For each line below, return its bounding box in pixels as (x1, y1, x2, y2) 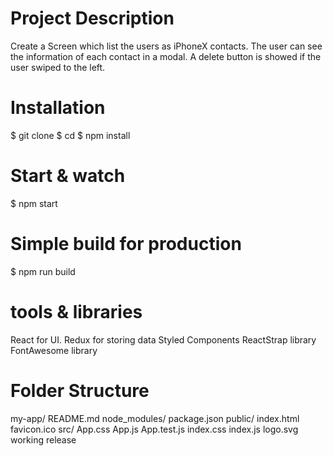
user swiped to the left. (10, 61, 106, 73)
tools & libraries (10, 300, 143, 323)
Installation (10, 97, 106, 119)
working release (10, 433, 77, 446)
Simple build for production (10, 233, 242, 255)
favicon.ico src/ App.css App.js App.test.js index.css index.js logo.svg (10, 423, 299, 435)
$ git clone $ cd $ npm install (10, 129, 131, 141)
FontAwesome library (10, 344, 98, 356)
